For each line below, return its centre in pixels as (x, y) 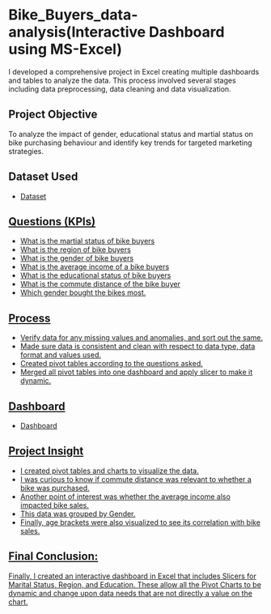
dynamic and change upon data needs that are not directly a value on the (131, 593)
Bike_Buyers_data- (73, 15)
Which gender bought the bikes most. (83, 292)
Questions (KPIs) (52, 222)
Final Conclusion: (53, 556)
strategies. (26, 151)
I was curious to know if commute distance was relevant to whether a (136, 479)
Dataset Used (43, 177)
